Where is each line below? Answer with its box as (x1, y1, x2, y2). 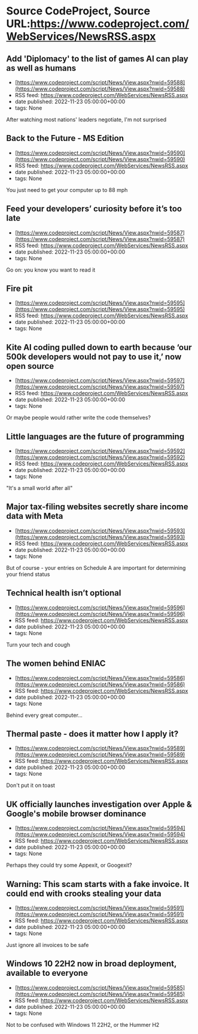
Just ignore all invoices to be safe (6, 941, 89, 948)
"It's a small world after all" (6, 485, 73, 492)
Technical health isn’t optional (6, 588, 121, 598)
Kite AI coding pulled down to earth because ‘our (6, 342, 193, 352)
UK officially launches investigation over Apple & (6, 799, 193, 809)
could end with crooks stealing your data (6, 888, 162, 898)
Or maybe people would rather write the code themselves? (6, 414, 151, 421)
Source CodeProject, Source (6, 4, 151, 18)
